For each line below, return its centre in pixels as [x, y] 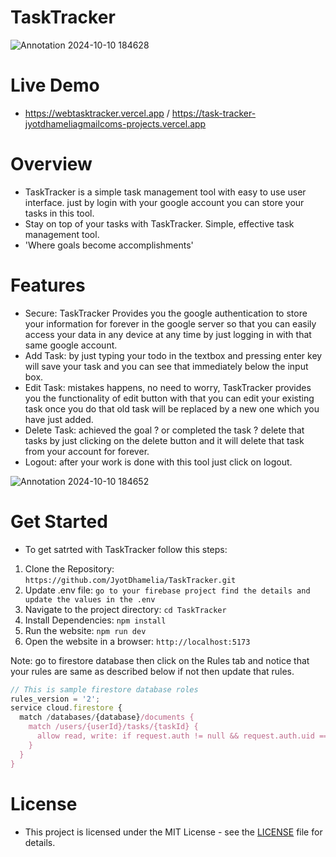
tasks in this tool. [59, 213]
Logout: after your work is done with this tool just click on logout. [158, 462]
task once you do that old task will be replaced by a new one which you [172, 408]
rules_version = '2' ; [55, 699]
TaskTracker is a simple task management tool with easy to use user [165, 192]
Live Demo [55, 85]
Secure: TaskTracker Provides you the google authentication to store [166, 313]
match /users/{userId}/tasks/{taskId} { [113, 727]
